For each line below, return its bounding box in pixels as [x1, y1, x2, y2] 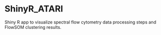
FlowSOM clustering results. [4, 24, 62, 30]
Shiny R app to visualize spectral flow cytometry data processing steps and [4, 19, 157, 25]
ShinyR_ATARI [4, 3, 63, 14]
